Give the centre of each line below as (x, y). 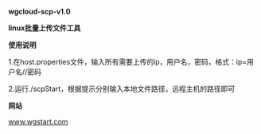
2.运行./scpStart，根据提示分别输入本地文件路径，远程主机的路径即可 (122, 89)
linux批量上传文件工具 (45, 28)
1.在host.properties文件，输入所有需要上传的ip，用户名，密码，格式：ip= (128, 62)
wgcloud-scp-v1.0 (39, 12)
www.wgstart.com (38, 122)
